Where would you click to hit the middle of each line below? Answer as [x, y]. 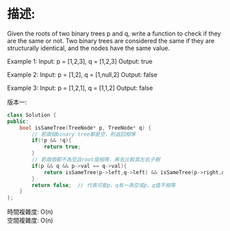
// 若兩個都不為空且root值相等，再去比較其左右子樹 [96, 160]
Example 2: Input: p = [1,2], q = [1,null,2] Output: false [82, 74]
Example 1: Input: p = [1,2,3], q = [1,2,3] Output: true [80, 61]
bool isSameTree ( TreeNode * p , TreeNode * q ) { [86, 127]
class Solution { [32, 115]
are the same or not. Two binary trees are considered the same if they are [111, 40]
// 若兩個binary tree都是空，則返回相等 [84, 134]
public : [18, 121]
